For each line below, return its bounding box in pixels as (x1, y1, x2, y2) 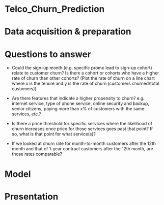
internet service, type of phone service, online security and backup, (11, 101, 149, 106)
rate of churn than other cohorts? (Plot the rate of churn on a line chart (11, 75, 155, 81)
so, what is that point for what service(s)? (11, 131, 96, 137)
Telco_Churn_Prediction (4, 3, 105, 15)
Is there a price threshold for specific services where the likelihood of (11, 121, 153, 127)
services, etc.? (11, 111, 41, 117)
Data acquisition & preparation (4, 26, 131, 37)
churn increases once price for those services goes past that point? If (11, 126, 153, 132)
